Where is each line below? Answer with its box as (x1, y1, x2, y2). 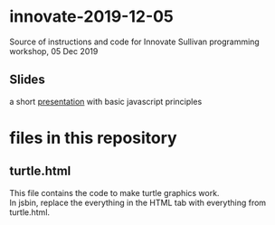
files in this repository (9, 127, 178, 148)
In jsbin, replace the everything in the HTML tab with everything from (9, 197, 267, 208)
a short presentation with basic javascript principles (9, 96, 203, 107)
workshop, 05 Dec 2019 (9, 45, 99, 56)
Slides (9, 72, 45, 88)
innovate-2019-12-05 (9, 6, 175, 27)
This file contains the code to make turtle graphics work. (9, 187, 220, 198)
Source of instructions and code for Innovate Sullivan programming (9, 36, 260, 47)
